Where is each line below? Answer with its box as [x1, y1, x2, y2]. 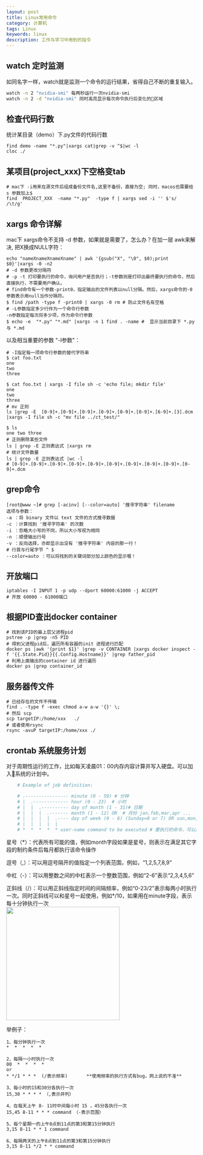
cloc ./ [6, 149, 26, 155]
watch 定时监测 [6, 61, 64, 71]
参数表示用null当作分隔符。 [6, 293, 67, 299]
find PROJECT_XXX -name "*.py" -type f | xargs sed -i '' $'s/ [6, 196, 177, 202]
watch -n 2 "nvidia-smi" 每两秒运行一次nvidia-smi [6, 90, 130, 96]
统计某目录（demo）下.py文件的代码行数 [6, 131, 108, 138]
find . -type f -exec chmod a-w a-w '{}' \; [6, 704, 120, 710]
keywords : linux [6, 31, 47, 37]
